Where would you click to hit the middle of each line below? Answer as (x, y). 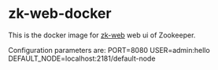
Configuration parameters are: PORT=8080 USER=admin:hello (109, 50)
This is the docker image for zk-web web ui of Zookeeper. (102, 35)
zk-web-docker (60, 14)
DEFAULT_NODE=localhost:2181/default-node (82, 58)
